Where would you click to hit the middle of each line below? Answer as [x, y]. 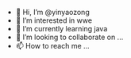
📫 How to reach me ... [52, 46]
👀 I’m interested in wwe [54, 20]
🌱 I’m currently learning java [62, 29]
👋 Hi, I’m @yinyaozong [52, 12]
